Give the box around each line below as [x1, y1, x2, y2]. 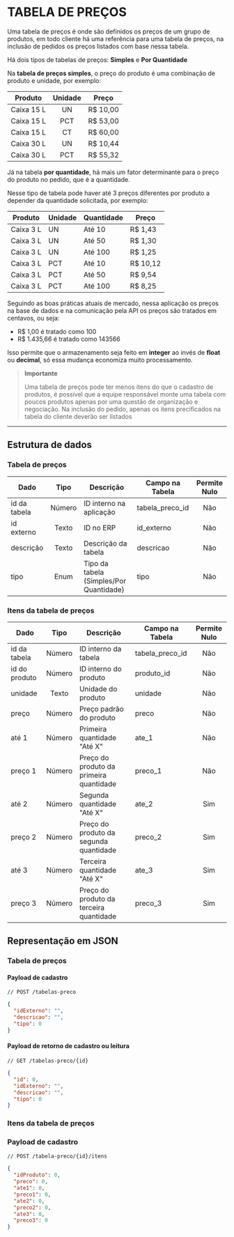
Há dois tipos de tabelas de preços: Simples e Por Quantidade [7, 55, 188, 63]
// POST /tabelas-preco [7, 989, 77, 996]
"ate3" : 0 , [13, 1211, 45, 1217]
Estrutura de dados [7, 439, 93, 451]
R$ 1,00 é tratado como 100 [17, 327, 97, 335]
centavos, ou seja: [7, 314, 60, 322]
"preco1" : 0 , [13, 1191, 52, 1198]
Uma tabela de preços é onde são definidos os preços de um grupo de [7, 27, 210, 36]
